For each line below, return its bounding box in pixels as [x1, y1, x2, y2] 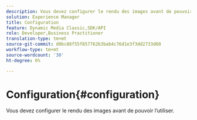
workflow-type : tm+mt [6, 47, 59, 53]
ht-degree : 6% [6, 57, 41, 63]
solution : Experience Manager [6, 14, 80, 20]
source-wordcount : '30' [6, 52, 64, 58]
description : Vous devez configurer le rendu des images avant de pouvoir [6, 8, 193, 15]
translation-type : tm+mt [6, 36, 67, 42]
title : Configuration [6, 19, 59, 25]
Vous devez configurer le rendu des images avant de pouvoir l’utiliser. [6, 107, 175, 114]
